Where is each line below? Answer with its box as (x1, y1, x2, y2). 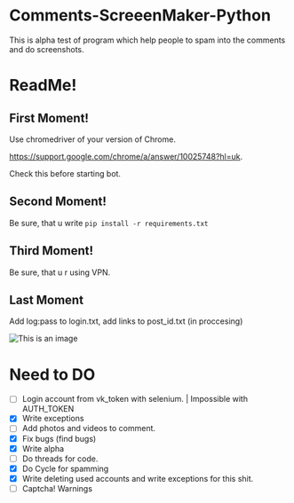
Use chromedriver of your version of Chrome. (9, 134, 176, 145)
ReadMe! (9, 75, 77, 96)
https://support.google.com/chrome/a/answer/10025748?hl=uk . (9, 151, 243, 161)
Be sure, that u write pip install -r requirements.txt (9, 217, 209, 228)
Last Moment (9, 292, 84, 307)
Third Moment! (9, 243, 94, 258)
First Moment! (9, 110, 89, 125)
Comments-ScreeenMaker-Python (9, 5, 271, 26)
